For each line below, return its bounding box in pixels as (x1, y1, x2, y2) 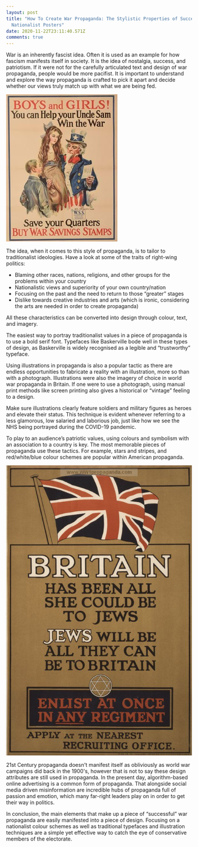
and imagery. (6, 320, 38, 327)
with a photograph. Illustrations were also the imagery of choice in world (6, 375, 182, 382)
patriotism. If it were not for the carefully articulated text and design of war (6, 64, 187, 71)
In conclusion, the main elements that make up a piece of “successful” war (6, 810, 187, 818)
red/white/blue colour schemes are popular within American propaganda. (6, 454, 184, 461)
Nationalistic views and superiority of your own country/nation (14, 284, 166, 291)
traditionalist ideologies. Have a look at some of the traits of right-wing (6, 254, 177, 261)
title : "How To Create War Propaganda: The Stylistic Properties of (6, 15, 178, 22)
